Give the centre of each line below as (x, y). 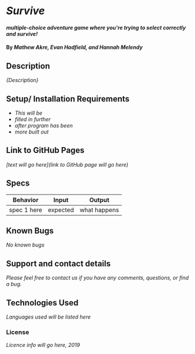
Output (99, 200)
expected (61, 210)
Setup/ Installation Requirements (68, 99)
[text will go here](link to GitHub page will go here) (67, 164)
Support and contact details (58, 263)
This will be (29, 113)
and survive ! (22, 34)
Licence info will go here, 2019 (43, 345)
